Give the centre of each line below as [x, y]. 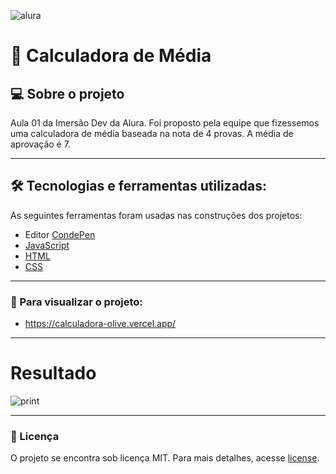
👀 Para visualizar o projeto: [76, 302]
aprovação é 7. [40, 144]
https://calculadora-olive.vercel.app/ [100, 324]
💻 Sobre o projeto [67, 93]
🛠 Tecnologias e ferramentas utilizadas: [139, 186]
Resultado [53, 373]
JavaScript [47, 245]
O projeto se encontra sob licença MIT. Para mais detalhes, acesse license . [165, 458]
